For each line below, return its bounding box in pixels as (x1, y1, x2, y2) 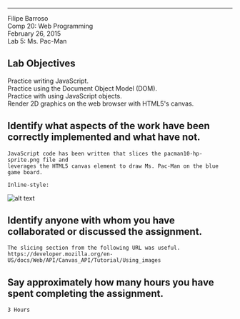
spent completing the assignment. (7, 287, 164, 300)
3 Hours (7, 306, 31, 314)
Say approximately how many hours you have (7, 276, 214, 288)
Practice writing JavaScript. (7, 76, 89, 85)
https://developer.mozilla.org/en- (7, 250, 114, 258)
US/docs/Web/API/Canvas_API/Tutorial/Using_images (7, 257, 161, 264)
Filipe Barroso (7, 14, 49, 22)
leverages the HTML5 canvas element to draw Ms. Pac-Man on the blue (7, 162, 219, 170)
